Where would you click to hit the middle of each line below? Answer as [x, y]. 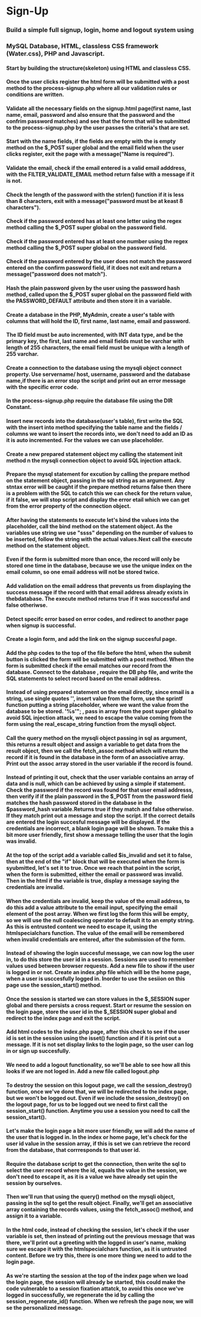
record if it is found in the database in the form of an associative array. [95, 757]
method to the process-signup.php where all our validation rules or [91, 88]
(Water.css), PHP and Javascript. [55, 54]
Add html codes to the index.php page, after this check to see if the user [98, 1032]
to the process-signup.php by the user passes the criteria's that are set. [98, 127]
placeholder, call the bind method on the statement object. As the [89, 526]
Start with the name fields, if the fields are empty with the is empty [91, 141]
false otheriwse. [27, 605]
